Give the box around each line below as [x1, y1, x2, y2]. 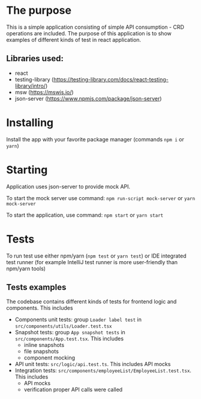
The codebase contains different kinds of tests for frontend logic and [6, 298, 177, 306]
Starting [6, 163, 48, 177]
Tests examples [6, 282, 67, 292]
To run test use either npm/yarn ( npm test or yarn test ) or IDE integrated [6, 252, 187, 259]
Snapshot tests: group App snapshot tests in [14, 329, 126, 336]
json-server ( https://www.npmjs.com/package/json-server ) [14, 95, 162, 102]
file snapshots [23, 348, 59, 355]
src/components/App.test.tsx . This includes [14, 335, 124, 342]
